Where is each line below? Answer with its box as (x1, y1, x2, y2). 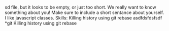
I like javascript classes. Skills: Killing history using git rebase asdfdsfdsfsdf (5, 15, 162, 20)
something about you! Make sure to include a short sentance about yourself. (5, 9, 164, 15)
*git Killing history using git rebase (5, 20, 77, 26)
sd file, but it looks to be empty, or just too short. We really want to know (5, 4, 156, 10)
